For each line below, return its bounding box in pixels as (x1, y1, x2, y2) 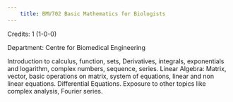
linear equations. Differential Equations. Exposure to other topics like (7, 79, 206, 88)
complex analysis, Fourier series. (7, 87, 103, 95)
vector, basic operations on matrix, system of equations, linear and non (7, 72, 215, 80)
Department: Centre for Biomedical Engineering (7, 43, 146, 51)
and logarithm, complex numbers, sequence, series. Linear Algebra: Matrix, (7, 64, 227, 72)
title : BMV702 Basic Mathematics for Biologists (20, 10, 166, 18)
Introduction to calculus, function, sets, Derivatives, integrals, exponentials (7, 57, 225, 65)
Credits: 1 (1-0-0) (7, 30, 57, 38)
